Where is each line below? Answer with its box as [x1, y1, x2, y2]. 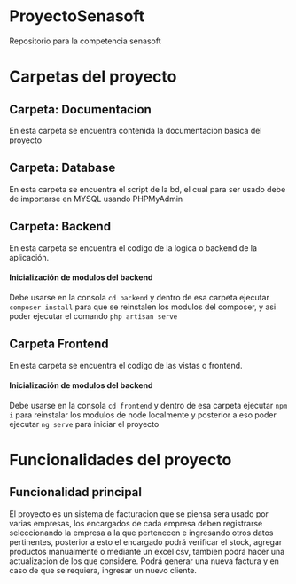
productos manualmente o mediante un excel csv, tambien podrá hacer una [9, 546, 285, 557]
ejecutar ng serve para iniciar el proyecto [9, 418, 160, 429]
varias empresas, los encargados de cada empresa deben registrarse [9, 518, 263, 528]
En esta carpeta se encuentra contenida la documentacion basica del [9, 125, 262, 136]
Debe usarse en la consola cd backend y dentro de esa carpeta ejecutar [9, 292, 270, 302]
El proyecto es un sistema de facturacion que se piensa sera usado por [9, 508, 269, 519]
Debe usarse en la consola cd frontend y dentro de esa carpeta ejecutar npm [9, 400, 288, 410]
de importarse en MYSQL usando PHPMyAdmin [9, 193, 183, 204]
